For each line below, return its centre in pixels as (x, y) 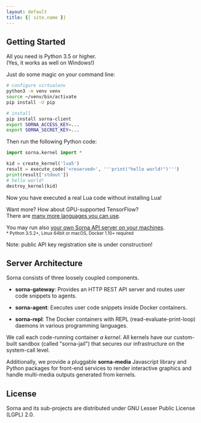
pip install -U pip (31, 102)
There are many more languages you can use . (63, 215)
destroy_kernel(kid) (32, 186)
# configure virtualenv (36, 86)
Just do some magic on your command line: (61, 75)
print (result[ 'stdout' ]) (37, 175)
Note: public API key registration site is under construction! (79, 244)
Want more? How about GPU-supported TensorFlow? (72, 209)
